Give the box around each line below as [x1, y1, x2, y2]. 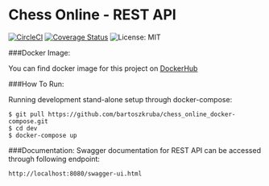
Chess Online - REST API [8, 6, 177, 24]
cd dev [15, 124, 38, 132]
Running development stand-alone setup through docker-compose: [8, 94, 233, 104]
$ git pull [8, 110, 45, 118]
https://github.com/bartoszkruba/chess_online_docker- [48, 110, 236, 118]
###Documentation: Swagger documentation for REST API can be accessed [8, 145, 262, 155]
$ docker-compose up [8, 131, 78, 139]
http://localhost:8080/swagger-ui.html [8, 169, 143, 178]
